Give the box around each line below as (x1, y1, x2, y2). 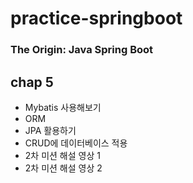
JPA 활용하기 (24, 124, 77, 136)
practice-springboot (10, 7, 183, 30)
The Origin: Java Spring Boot (10, 43, 154, 57)
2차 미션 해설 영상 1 (24, 149, 101, 161)
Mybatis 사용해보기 (24, 101, 102, 113)
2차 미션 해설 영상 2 (24, 162, 103, 174)
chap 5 (10, 73, 54, 91)
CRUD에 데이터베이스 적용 (24, 137, 128, 149)
